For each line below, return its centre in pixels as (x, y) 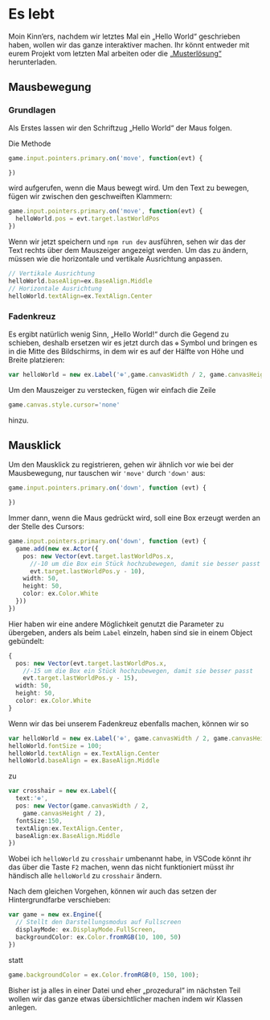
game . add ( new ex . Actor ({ (57, 548)
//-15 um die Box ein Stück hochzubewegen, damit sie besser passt (138, 671)
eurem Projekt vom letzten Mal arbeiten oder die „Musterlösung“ (115, 53)
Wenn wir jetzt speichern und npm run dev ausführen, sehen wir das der (127, 242)
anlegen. (23, 1007)
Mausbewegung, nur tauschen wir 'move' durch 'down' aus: (107, 473)
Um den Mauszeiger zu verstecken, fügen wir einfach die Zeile (112, 390)
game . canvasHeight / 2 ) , (64, 813)
